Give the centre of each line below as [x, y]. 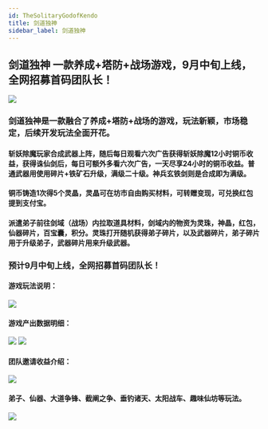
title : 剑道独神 [33, 23]
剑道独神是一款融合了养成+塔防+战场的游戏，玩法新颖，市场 [124, 121]
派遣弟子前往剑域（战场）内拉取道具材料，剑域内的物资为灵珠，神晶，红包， [134, 222]
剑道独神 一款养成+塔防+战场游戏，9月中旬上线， [130, 65]
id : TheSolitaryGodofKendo [53, 16]
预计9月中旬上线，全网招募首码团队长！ [85, 266]
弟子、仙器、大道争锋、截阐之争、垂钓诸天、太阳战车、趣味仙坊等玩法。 [127, 399]
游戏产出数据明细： [40, 323]
